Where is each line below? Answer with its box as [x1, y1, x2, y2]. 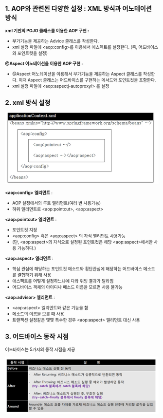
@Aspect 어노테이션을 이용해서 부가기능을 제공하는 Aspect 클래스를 [12, 71, 142, 76]
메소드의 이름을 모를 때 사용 [12, 311, 65, 317]
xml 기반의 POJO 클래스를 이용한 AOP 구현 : [5, 27, 89, 33]
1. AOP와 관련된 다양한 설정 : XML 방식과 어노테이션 [5, 4, 152, 13]
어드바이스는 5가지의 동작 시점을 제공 [5, 346, 75, 352]
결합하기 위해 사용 [17, 272, 52, 278]
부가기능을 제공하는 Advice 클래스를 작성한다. [12, 38, 99, 44]
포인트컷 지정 [12, 227, 37, 232]
